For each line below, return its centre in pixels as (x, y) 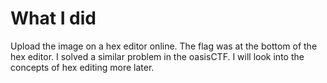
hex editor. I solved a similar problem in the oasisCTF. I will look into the (157, 56)
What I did (53, 18)
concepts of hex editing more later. (82, 67)
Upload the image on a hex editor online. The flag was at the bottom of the (164, 46)
